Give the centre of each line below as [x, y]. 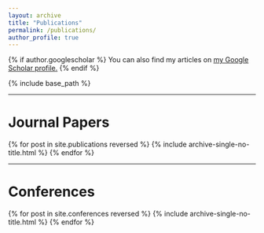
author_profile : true [44, 37]
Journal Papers [59, 122]
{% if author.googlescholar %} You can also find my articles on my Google [128, 60]
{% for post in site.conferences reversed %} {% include [98, 214]
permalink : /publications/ [52, 30]
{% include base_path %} [49, 83]
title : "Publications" [45, 23]
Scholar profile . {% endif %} [54, 68]
